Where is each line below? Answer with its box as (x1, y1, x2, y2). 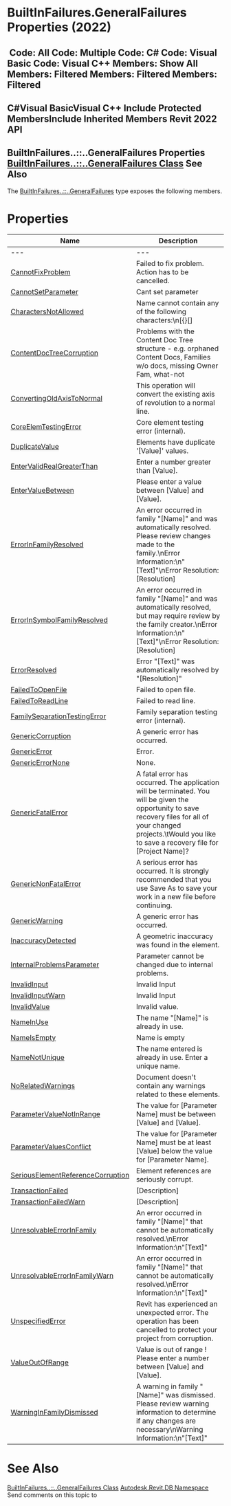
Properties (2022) (7, 19, 112, 35)
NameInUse (10, 1017, 49, 1027)
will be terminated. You (136, 786, 210, 795)
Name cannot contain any (136, 298, 219, 307)
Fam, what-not (136, 369, 185, 379)
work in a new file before (136, 892, 217, 901)
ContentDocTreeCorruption (10, 348, 98, 357)
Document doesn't (136, 1072, 196, 1082)
